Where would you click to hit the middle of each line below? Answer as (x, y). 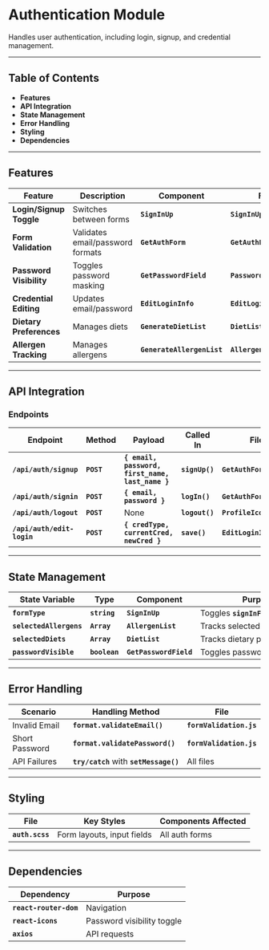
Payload (149, 440)
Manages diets (100, 327)
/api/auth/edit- (43, 529)
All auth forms (186, 834)
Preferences (36, 331)
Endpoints (29, 414)
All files (201, 761)
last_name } (147, 482)
